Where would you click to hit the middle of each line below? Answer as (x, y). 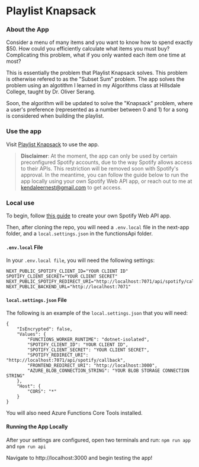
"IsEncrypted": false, (45, 329)
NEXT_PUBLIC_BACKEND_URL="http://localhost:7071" (69, 287)
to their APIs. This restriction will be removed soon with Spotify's (99, 168)
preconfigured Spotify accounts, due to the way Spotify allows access (106, 162)
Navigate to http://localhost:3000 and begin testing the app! (79, 457)
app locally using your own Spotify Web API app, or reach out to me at (106, 181)
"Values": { (31, 335)
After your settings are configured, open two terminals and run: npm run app (99, 440)
